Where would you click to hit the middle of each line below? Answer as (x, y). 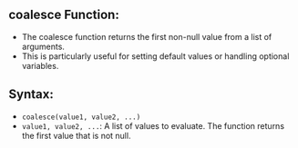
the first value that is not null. (76, 135)
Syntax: (31, 94)
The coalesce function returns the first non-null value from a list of (147, 36)
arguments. (43, 46)
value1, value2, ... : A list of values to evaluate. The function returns (153, 125)
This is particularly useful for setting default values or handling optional (155, 56)
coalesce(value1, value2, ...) (81, 117)
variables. (40, 65)
